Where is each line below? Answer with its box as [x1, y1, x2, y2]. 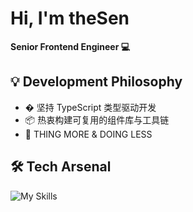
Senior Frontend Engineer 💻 [10, 40, 131, 52]
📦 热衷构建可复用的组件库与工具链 [24, 113, 170, 126]
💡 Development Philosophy [10, 73, 183, 91]
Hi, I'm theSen [10, 7, 130, 30]
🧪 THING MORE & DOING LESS [24, 128, 153, 140]
